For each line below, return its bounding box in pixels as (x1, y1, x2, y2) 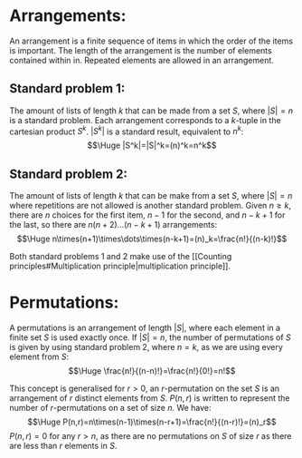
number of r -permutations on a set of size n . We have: (9, 403, 212, 414)
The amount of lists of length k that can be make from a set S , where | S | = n (9, 190, 293, 201)
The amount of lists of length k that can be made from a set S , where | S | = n (9, 105, 294, 116)
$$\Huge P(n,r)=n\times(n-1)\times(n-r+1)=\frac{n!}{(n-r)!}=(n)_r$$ (26, 416, 278, 427)
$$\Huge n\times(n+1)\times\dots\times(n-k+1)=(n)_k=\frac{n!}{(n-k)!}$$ (16, 233, 288, 245)
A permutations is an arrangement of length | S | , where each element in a (9, 323, 281, 334)
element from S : (9, 351, 70, 363)
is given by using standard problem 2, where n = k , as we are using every (9, 342, 283, 353)
